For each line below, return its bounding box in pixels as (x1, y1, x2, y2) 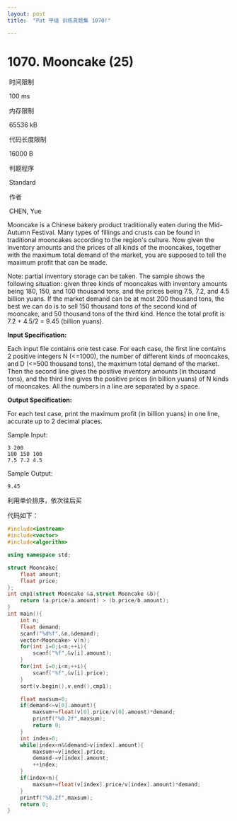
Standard (8, 178, 36, 187)
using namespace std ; (7, 551, 71, 559)
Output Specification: (7, 396, 72, 404)
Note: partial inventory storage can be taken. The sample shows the (7, 272, 205, 280)
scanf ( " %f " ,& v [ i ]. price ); (33, 670, 110, 677)
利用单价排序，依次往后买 (7, 496, 82, 505)
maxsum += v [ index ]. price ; (33, 748, 106, 755)
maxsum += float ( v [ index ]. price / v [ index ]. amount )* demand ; (33, 781, 201, 788)
